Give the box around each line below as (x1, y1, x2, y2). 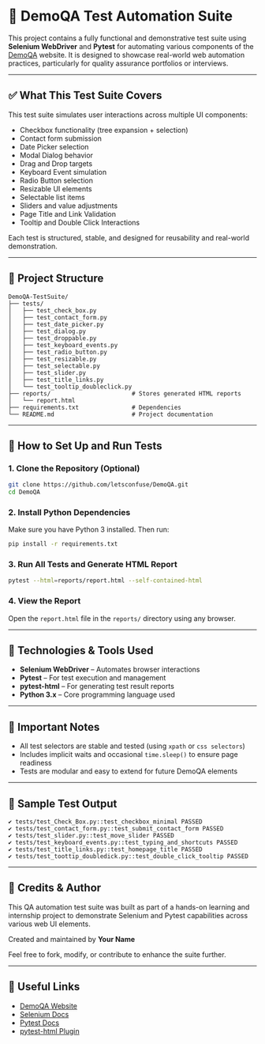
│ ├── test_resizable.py (8, 355, 97, 363)
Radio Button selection (19, 176, 93, 185)
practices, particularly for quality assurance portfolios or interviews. (8, 59, 229, 68)
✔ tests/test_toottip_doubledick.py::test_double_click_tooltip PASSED (8, 853, 248, 861)
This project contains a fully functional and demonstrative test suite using (8, 33, 247, 43)
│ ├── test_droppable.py (8, 334, 97, 342)
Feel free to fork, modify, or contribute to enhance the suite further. (8, 949, 226, 959)
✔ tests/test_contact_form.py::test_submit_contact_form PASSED (8, 825, 224, 833)
